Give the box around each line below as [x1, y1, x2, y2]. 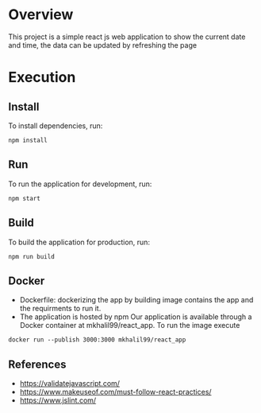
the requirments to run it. [19, 304, 102, 314]
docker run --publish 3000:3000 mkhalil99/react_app [8, 336, 186, 344]
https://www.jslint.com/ [19, 395, 97, 405]
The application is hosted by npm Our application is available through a [19, 312, 252, 321]
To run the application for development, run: [8, 179, 152, 189]
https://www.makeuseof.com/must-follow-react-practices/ [19, 388, 212, 397]
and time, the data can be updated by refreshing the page [8, 40, 197, 49]
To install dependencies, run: [8, 121, 103, 131]
